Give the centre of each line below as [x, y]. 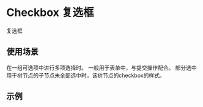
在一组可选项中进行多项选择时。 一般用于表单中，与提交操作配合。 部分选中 [102, 67]
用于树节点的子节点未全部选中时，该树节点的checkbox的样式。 [86, 75]
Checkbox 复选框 [50, 13]
